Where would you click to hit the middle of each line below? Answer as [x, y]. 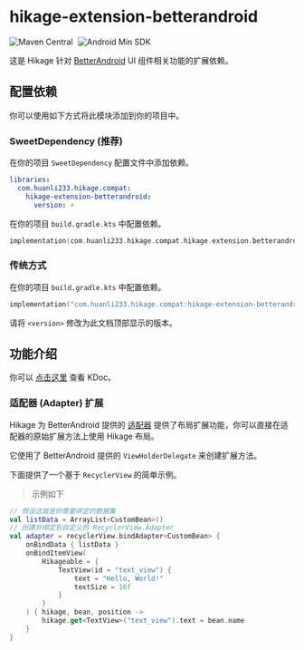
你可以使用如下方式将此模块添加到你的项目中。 [96, 115]
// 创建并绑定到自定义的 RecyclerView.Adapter [92, 528]
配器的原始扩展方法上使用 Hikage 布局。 [84, 436]
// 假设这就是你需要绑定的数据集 [62, 511]
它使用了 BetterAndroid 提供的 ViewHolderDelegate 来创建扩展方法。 [136, 455]
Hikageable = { [71, 561]
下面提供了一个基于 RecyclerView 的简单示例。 [95, 474]
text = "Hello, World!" [119, 578]
